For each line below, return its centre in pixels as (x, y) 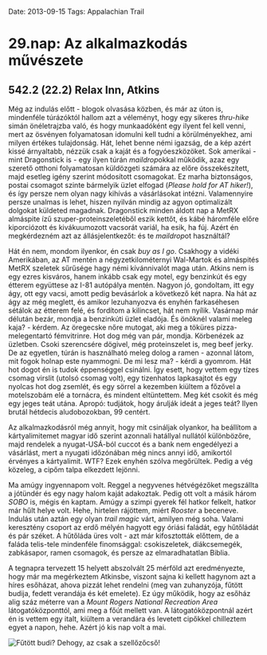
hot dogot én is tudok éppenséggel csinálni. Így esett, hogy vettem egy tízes (133, 370)
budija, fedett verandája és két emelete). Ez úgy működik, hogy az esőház (130, 593)
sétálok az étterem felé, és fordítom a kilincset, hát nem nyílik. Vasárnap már (133, 310)
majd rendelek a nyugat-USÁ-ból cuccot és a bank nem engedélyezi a (124, 444)
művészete (46, 61)
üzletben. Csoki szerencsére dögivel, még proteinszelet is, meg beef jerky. (131, 344)
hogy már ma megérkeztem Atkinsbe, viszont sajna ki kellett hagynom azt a (132, 577)
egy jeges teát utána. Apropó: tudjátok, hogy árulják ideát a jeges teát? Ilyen (133, 404)
